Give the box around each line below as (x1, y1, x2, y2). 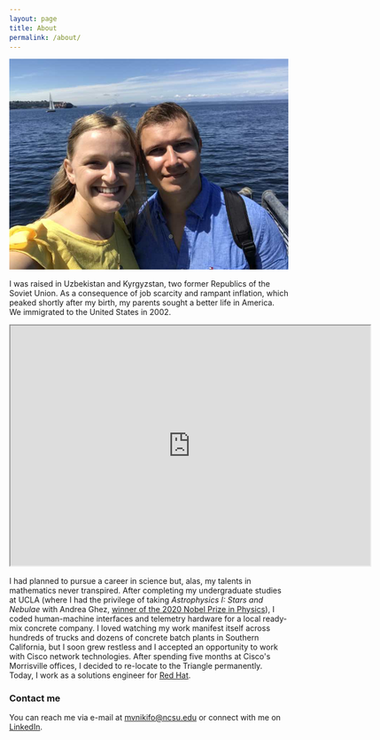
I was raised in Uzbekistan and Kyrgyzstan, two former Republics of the (9, 278, 270, 288)
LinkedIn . (9, 721, 43, 732)
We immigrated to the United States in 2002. (9, 306, 172, 317)
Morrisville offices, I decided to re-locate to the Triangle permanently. (9, 660, 263, 671)
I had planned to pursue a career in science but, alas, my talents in (9, 575, 252, 586)
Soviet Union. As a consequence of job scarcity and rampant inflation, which (9, 287, 289, 298)
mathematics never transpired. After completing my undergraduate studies (9, 585, 282, 595)
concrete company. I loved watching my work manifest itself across (24, 622, 271, 634)
